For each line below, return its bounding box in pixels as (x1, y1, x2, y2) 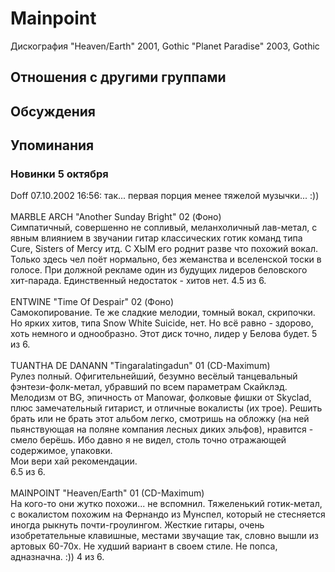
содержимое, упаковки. (10, 445, 113, 457)
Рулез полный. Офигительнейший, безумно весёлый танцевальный (10, 370, 298, 382)
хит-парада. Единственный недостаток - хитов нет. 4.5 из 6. (10, 275, 267, 287)
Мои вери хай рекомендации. (10, 455, 138, 467)
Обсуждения (10, 103, 96, 120)
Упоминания (10, 137, 95, 154)
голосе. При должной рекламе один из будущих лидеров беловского (10, 264, 308, 276)
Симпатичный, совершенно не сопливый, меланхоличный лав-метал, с (10, 222, 318, 234)
